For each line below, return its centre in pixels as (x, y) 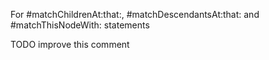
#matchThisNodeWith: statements (80, 25)
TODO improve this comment (70, 44)
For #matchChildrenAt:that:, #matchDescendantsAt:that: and (135, 14)
